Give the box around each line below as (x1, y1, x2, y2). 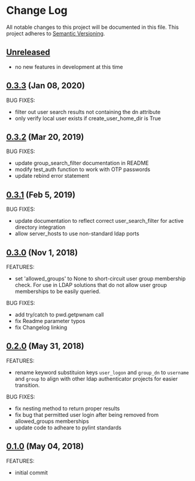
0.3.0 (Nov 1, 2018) (6, 247, 78, 258)
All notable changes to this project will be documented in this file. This (6, 23, 179, 31)
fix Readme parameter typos (14, 318, 86, 324)
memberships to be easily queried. (14, 288, 100, 295)
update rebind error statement (14, 172, 90, 180)
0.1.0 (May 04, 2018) (6, 441, 84, 452)
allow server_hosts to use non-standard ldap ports (14, 230, 139, 237)
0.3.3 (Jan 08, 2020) (6, 80, 86, 91)
